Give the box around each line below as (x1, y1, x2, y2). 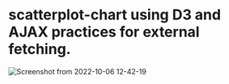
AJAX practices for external (8, 23, 200, 41)
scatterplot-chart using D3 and (8, 6, 221, 24)
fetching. (8, 40, 71, 58)
